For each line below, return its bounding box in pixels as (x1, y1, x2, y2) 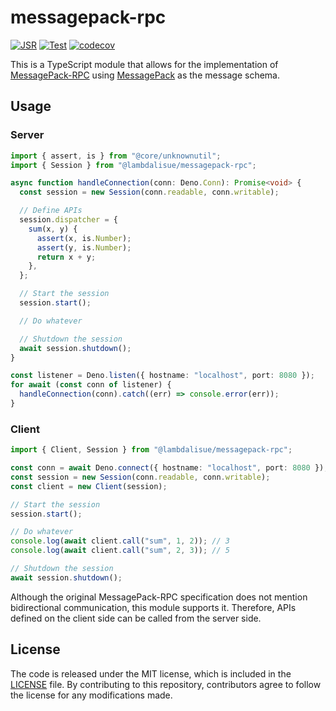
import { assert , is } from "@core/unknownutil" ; (10, 151, 222, 161)
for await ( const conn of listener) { (10, 380, 172, 390)
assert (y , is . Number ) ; (36, 242, 132, 253)
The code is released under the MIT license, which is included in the (10, 667, 292, 680)
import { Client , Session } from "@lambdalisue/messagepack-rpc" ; (10, 445, 293, 455)
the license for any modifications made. (10, 689, 173, 701)
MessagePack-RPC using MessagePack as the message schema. (10, 69, 280, 81)
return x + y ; (36, 252, 97, 262)
